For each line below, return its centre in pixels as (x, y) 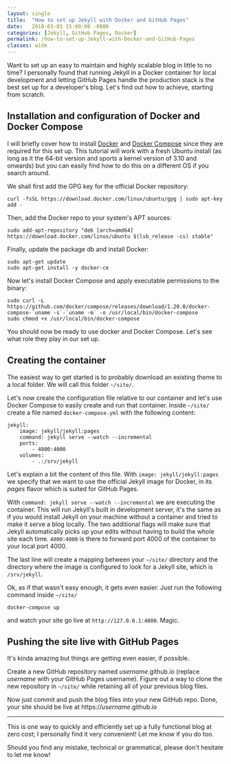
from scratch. (26, 94)
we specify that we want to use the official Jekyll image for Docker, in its (110, 481)
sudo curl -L (26, 301)
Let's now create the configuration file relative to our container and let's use (114, 398)
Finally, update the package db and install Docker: (78, 249)
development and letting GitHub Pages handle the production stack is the (111, 80)
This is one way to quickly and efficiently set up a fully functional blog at (109, 727)
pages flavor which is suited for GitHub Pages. (73, 489)
